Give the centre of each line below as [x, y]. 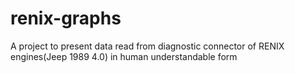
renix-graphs [66, 18]
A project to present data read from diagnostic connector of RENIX [147, 46]
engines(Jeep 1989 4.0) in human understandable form [124, 56]
